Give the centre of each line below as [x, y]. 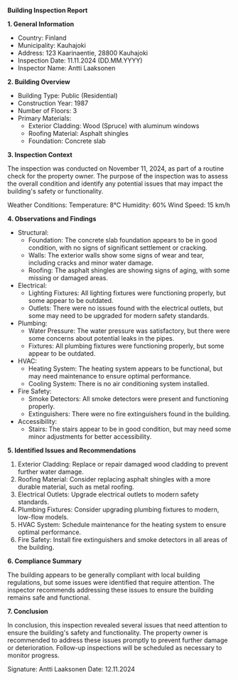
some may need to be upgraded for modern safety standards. [119, 315]
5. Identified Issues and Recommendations [72, 450]
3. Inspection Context [40, 155]
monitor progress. [33, 655]
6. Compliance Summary [45, 561]
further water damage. [50, 472]
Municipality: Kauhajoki [52, 45]
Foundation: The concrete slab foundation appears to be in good [123, 240]
